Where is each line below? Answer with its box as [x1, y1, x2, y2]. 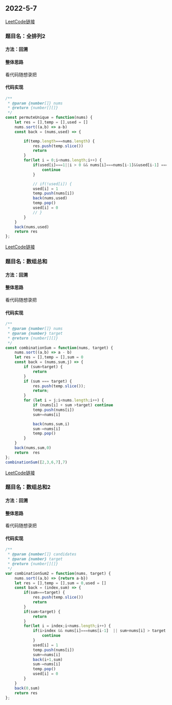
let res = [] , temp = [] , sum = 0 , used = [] [14, 581, 106, 586]
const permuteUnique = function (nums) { [5, 115, 93, 120]
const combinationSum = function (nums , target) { [5, 345, 114, 350]
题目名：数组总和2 [5, 483, 51, 491]
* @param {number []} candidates [7, 552, 77, 557]
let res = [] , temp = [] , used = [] [14, 120, 88, 125]
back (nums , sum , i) [32, 421, 70, 426]
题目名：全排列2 [5, 32, 46, 40]
